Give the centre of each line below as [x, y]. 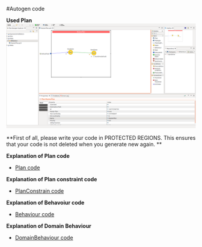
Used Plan [19, 20]
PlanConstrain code [39, 191]
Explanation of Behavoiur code [45, 202]
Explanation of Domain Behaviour [49, 226]
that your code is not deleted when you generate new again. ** [84, 144]
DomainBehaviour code [44, 237]
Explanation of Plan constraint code [52, 179]
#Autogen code [26, 9]
